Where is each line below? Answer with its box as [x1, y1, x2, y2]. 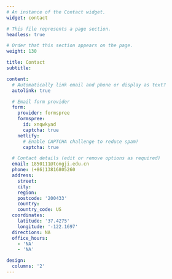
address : [12, 172, 34, 178]
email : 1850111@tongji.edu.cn [12, 161, 89, 167]
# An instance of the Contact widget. [6, 9, 106, 15]
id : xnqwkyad [22, 121, 57, 128]
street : [17, 178, 37, 184]
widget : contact [6, 15, 48, 21]
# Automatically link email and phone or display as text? [12, 82, 166, 88]
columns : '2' [12, 263, 45, 270]
